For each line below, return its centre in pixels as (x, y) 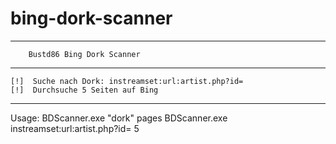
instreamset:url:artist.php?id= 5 (75, 128)
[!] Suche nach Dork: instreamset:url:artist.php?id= (127, 81)
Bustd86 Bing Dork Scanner (84, 54)
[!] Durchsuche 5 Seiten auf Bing (84, 90)
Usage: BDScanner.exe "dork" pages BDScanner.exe (119, 118)
